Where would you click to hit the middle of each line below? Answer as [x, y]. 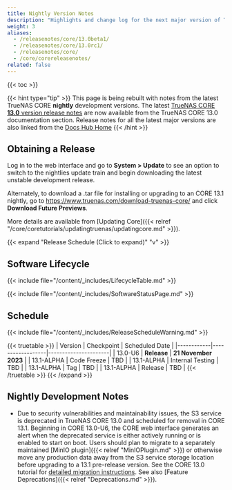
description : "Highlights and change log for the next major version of [114, 20]
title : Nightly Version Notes [51, 13]
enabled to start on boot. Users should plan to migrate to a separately [116, 442]
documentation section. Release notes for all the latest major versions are [112, 120]
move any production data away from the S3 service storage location [115, 457]
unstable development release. [51, 180]
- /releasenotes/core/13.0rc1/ [58, 46]
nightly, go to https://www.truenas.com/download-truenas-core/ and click [113, 201]
